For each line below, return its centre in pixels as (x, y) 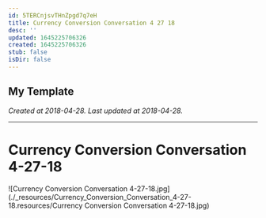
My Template (41, 92)
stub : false (28, 52)
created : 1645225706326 (47, 45)
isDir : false (30, 60)
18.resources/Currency (46, 205)
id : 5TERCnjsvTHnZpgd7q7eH (53, 15)
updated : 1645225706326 (47, 38)
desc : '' (23, 30)
